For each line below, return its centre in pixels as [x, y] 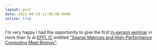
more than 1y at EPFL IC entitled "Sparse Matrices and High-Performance [78, 37]
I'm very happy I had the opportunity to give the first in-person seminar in [78, 33]
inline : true [18, 18]
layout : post [18, 9]
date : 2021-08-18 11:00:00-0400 [38, 14]
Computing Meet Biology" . [31, 43]
